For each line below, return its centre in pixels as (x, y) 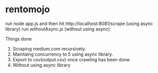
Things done (19, 39)
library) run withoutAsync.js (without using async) (58, 29)
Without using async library (42, 65)
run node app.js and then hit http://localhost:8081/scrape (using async (79, 23)
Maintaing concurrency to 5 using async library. (63, 54)
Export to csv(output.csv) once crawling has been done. (72, 59)
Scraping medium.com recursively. (49, 48)
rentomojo (28, 9)
